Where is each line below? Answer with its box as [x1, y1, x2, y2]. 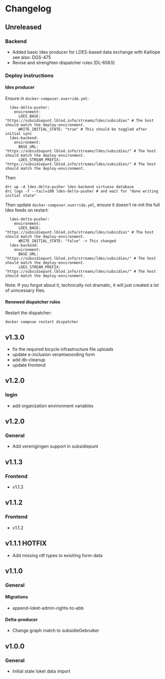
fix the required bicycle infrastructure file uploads [12, 346, 113, 352]
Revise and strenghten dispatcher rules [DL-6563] [12, 59, 115, 65]
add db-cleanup [12, 357, 46, 363]
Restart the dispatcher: [5, 310, 52, 316]
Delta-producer [5, 616, 38, 622]
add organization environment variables [12, 403, 94, 409]
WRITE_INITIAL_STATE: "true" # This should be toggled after [18, 127, 148, 132]
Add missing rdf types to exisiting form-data [12, 552, 103, 558]
